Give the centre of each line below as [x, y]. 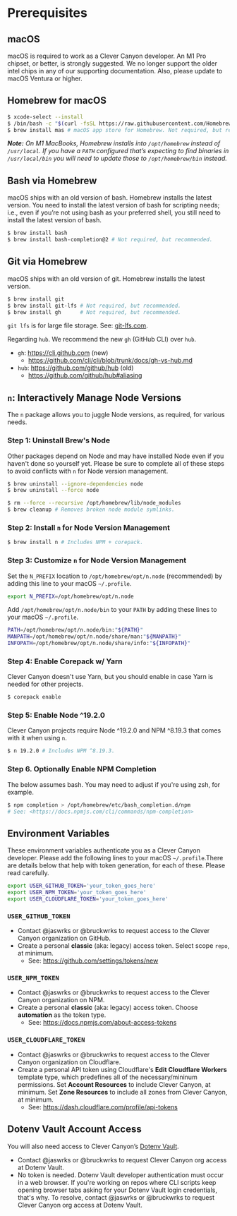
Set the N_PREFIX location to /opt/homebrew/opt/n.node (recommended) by [115, 576]
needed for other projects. [45, 684]
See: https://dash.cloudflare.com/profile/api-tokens [103, 1107]
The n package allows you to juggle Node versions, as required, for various [116, 415]
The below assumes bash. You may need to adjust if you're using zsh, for [114, 784]
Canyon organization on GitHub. [64, 938]
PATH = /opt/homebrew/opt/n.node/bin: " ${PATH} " [75, 630]
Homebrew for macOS [57, 101]
